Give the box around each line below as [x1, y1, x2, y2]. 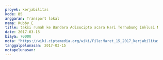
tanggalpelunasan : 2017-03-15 [5, 43, 66, 48]
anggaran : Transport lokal [5, 16, 60, 21]
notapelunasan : [5, 47, 36, 52]
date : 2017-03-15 [5, 30, 40, 34]
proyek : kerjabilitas [5, 7, 49, 12]
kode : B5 [5, 12, 23, 16]
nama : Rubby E [5, 20, 34, 26]
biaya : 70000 [5, 34, 32, 39]
